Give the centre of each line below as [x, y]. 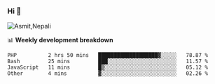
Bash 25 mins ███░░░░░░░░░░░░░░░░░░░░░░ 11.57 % [108, 62]
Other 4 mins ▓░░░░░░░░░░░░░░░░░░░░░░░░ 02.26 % [108, 74]
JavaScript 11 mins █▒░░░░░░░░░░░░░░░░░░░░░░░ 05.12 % [108, 68]
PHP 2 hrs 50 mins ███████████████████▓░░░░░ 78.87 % [108, 56]
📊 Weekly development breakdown [60, 40]
